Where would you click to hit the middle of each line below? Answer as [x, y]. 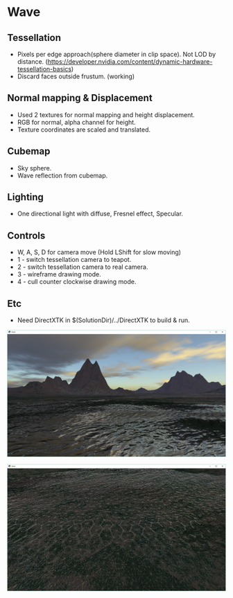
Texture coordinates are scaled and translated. [84, 130]
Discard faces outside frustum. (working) [76, 76]
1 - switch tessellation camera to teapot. [74, 260]
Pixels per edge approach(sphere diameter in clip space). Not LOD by [116, 54]
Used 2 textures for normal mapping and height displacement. [106, 114]
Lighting [25, 197]
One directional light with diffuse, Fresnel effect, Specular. [100, 214]
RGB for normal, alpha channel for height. [77, 122]
